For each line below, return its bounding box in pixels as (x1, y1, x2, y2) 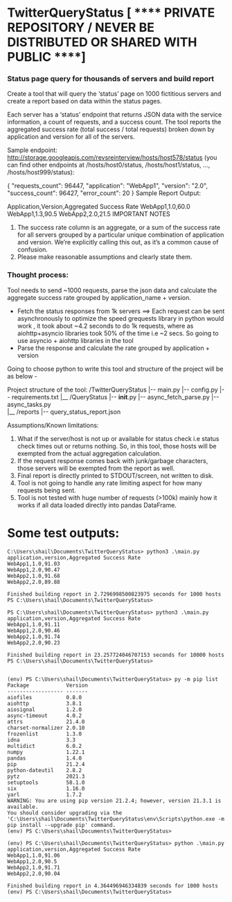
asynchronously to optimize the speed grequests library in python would (17, 314, 224, 322)
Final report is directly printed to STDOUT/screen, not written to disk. (17, 471, 214, 480)
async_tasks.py (7, 400, 51, 408)
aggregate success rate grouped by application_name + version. (7, 293, 192, 301)
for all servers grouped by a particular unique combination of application (17, 231, 224, 239)
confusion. (17, 245, 48, 254)
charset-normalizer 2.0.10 (7, 724, 85, 731)
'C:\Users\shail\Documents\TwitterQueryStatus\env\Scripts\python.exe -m (7, 815, 225, 822)
